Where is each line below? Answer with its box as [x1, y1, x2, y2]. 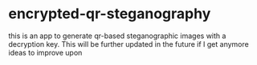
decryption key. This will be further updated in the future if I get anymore [8, 39, 249, 48]
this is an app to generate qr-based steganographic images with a [8, 31, 226, 40]
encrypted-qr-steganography [8, 5, 211, 23]
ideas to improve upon [8, 48, 83, 57]
